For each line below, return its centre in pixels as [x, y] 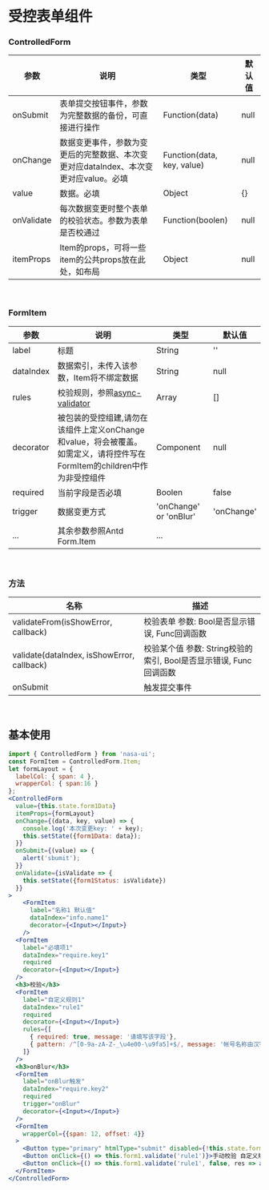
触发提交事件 [168, 688]
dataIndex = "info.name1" [69, 918]
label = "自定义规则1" [54, 999]
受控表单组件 [51, 16]
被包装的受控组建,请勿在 [102, 417]
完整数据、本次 [112, 155]
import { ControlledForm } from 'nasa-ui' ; [82, 754]
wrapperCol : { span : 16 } [57, 784]
